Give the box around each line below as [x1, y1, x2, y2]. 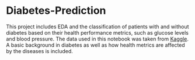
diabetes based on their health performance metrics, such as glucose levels [6, 29, 189, 36]
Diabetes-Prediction [6, 4, 106, 17]
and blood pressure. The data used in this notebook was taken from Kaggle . [6, 35, 189, 42]
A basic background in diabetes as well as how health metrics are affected [6, 42, 185, 48]
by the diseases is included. [6, 47, 73, 54]
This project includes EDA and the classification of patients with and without [6, 23, 189, 30]
